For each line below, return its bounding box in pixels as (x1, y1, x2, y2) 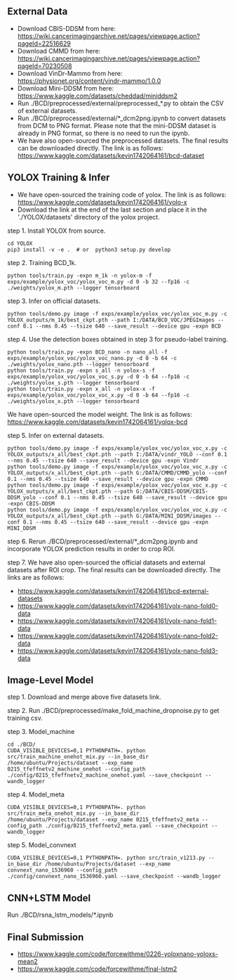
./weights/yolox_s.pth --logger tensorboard (7, 379, 140, 386)
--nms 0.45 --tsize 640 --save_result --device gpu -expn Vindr (7, 457, 199, 464)
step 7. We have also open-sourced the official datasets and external (7, 558, 206, 567)
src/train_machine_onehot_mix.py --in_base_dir (7, 754, 149, 761)
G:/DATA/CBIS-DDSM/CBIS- (135, 488, 209, 495)
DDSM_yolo (7, 494, 36, 501)
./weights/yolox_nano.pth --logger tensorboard (7, 361, 149, 368)
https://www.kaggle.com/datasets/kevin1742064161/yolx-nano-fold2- (17, 631, 219, 640)
